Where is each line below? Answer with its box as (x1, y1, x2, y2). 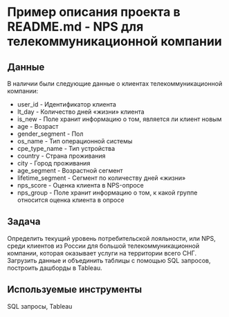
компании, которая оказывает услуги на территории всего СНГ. (7, 248, 197, 257)
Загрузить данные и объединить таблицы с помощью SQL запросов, (7, 256, 211, 264)
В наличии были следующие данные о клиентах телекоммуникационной (7, 80, 223, 87)
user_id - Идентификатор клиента (17, 100, 116, 108)
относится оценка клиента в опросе (17, 196, 125, 204)
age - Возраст (17, 123, 59, 130)
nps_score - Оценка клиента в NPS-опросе (17, 181, 144, 189)
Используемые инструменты (7, 284, 143, 296)
